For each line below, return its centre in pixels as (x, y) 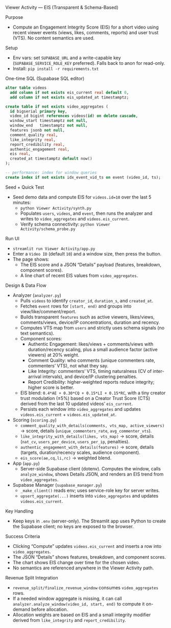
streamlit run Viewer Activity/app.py (54, 249)
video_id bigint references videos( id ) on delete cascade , (74, 116)
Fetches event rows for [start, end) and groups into (76, 306)
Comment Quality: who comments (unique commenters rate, (92, 360)
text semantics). (37, 333)
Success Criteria (23, 536)
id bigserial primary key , (39, 111)
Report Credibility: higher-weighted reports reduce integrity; (91, 382)
